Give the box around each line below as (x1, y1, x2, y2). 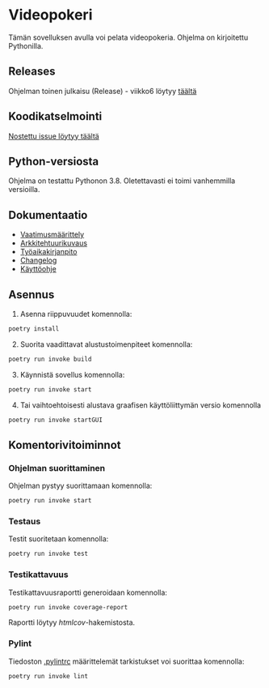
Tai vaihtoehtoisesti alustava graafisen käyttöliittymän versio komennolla (19, 400, 261, 410)
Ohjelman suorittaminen (8, 462, 106, 473)
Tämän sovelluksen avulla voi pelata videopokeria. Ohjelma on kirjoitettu (8, 32, 249, 42)
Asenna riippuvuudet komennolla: (19, 310, 132, 318)
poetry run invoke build (8, 355, 92, 363)
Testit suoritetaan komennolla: (8, 534, 109, 544)
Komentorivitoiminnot (8, 438, 121, 451)
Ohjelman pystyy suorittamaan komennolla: (8, 481, 153, 491)
